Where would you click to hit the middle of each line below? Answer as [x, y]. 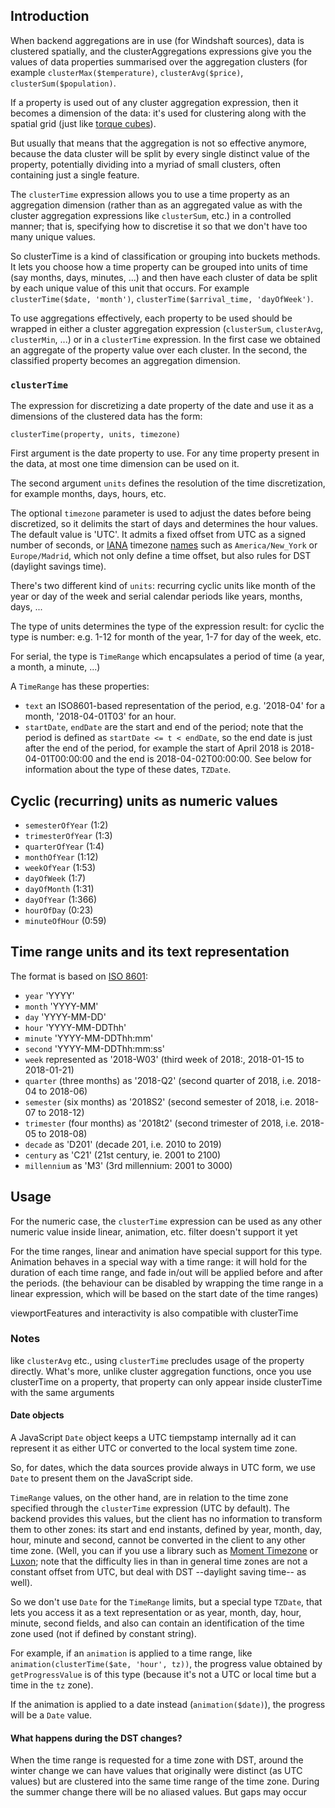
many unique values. [53, 236]
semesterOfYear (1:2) [66, 825]
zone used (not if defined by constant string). [103, 1634]
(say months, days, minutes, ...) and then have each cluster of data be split [164, 277]
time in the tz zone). [52, 1685]
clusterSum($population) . [63, 83]
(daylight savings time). [58, 566]
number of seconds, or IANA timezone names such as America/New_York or [164, 545]
